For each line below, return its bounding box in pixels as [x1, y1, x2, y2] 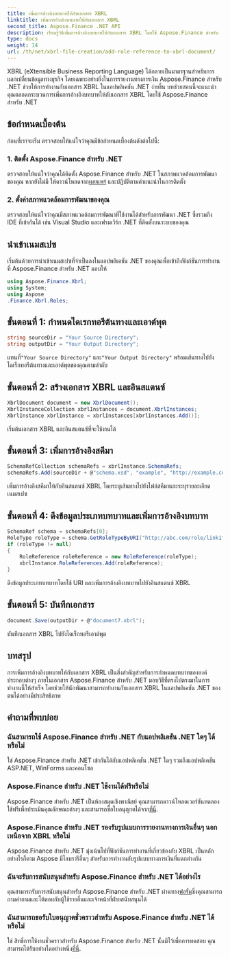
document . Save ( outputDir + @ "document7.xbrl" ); [7, 617, 146, 624]
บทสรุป [7, 650, 31, 662]
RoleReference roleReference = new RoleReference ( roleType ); [19, 554, 197, 560]
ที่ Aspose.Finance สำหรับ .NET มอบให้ [7, 265, 107, 273]
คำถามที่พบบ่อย [7, 711, 58, 723]
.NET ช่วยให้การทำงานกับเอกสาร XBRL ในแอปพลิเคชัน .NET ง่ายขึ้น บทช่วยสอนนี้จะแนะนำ [7, 82, 217, 91]
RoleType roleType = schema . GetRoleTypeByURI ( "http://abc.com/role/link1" [7, 534, 225, 541]
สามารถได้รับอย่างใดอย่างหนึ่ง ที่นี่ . [7, 945, 81, 953]
